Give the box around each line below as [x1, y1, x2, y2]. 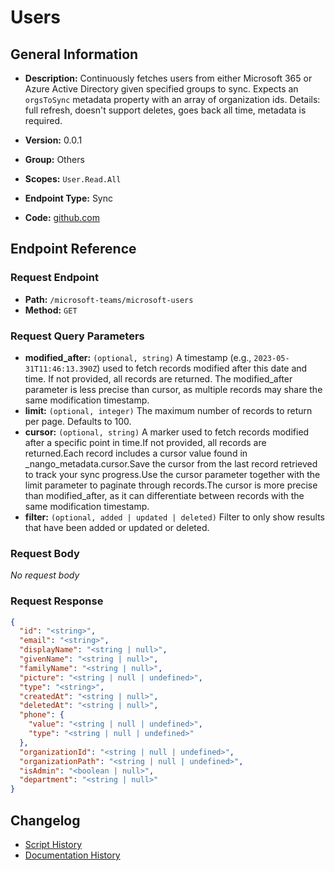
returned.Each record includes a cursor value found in [24, 447, 248, 459]
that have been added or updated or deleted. [24, 521, 210, 533]
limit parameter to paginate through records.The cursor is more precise [24, 479, 318, 491]
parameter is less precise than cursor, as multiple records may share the [24, 383, 323, 395]
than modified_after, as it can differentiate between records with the [24, 489, 305, 501]
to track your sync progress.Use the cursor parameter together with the [24, 468, 321, 480]
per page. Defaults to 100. [24, 415, 132, 427]
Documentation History [24, 849, 121, 861]
